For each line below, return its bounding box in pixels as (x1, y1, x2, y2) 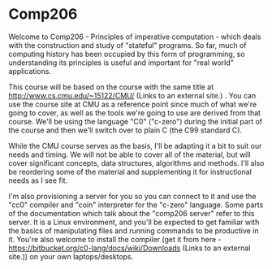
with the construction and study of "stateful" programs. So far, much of (8, 40, 247, 50)
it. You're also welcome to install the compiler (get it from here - (8, 234, 222, 244)
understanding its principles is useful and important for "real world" (8, 58, 234, 67)
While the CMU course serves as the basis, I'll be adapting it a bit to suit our (8, 141, 262, 150)
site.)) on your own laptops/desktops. (8, 251, 134, 261)
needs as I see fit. (8, 176, 68, 185)
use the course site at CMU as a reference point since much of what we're (8, 99, 257, 109)
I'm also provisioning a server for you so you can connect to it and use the (8, 191, 257, 201)
